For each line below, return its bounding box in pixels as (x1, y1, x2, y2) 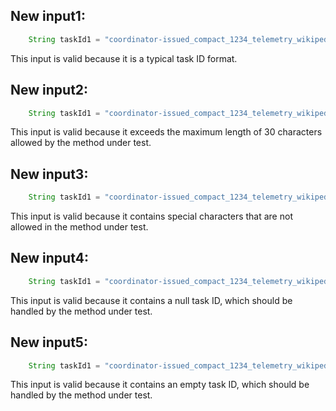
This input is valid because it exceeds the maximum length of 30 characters (10, 126, 323, 138)
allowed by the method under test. (10, 137, 152, 149)
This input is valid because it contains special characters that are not (10, 210, 293, 223)
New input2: (10, 82, 89, 99)
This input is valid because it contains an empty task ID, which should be (10, 379, 310, 391)
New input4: (10, 250, 89, 267)
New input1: (10, 8, 86, 25)
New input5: (10, 334, 88, 351)
